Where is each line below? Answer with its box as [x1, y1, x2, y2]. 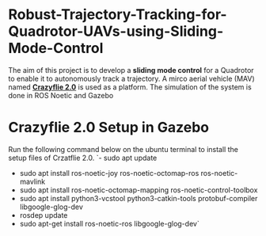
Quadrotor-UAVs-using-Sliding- [8, 22, 224, 40]
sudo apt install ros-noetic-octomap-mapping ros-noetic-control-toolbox [19, 185, 258, 195]
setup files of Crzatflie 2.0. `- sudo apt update [8, 153, 158, 162]
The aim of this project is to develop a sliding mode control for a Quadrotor [8, 65, 255, 74]
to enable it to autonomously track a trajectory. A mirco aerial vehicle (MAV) [8, 74, 255, 83]
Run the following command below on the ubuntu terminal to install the [8, 144, 239, 154]
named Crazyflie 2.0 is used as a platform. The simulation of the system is [8, 82, 252, 92]
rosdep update [19, 210, 68, 219]
